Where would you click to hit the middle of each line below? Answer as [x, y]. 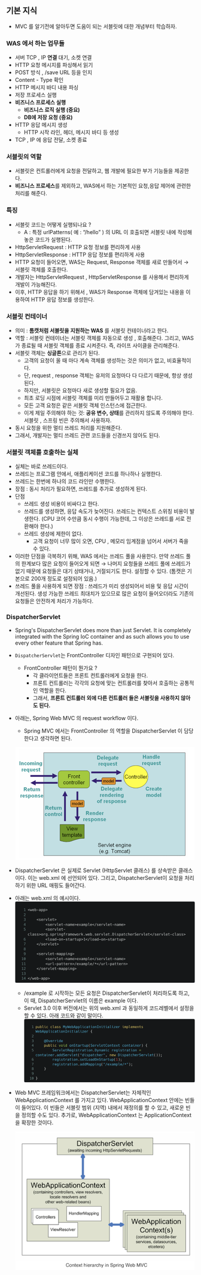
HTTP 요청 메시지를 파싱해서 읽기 [54, 65]
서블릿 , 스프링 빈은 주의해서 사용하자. [68, 420]
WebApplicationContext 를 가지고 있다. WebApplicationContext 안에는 [99, 1100]
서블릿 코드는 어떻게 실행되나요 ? [53, 224]
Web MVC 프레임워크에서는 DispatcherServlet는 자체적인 [83, 1093]
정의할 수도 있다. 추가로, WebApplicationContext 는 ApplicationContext [106, 1115]
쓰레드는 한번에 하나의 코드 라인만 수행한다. [65, 481]
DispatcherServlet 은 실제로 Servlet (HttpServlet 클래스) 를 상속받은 [96, 870]
